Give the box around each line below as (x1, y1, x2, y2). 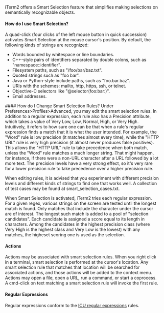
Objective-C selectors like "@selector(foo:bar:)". (12, 88, 110, 94)
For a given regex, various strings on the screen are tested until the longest (5, 200, 157, 206)
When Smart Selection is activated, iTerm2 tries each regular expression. (5, 195, 152, 201)
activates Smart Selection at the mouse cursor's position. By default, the (5, 37, 151, 43)
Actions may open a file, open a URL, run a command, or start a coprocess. (5, 275, 157, 281)
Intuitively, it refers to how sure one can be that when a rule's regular (5, 124, 144, 130)
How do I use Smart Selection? (5, 21, 69, 27)
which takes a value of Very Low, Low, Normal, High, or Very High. (5, 119, 139, 125)
